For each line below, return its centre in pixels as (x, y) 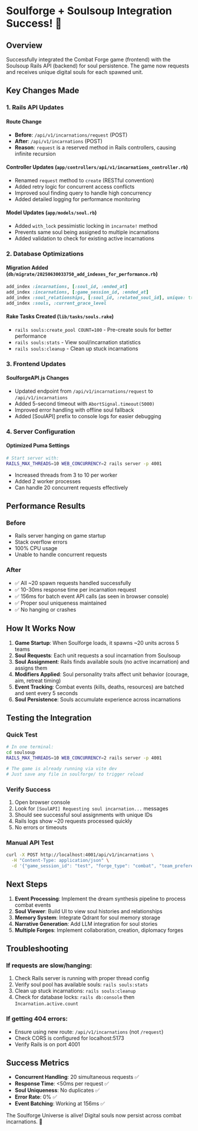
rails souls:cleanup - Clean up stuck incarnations (76, 348)
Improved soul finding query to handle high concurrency (83, 193)
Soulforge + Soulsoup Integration (89, 11)
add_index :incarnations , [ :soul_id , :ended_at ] (67, 287)
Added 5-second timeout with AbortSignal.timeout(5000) (85, 403)
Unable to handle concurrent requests (61, 555)
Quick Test (22, 735)
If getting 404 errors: (37, 1019)
